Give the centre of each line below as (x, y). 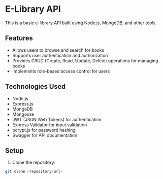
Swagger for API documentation (45, 135)
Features (19, 38)
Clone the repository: (34, 162)
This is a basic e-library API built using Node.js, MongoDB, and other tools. (81, 23)
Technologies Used (35, 87)
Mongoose (23, 114)
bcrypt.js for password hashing (44, 130)
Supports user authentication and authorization (60, 55)
